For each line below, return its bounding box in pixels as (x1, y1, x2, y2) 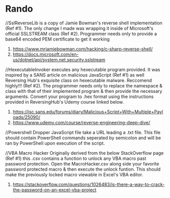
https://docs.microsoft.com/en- (12, 51, 79, 57)
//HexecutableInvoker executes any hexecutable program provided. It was (5, 67, 160, 73)
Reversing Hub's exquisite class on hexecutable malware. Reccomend (5, 77, 152, 83)
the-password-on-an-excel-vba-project (12, 186, 97, 193)
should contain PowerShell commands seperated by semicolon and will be (5, 135, 161, 141)
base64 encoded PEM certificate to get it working (5, 36, 110, 42)
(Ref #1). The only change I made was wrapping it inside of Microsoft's (5, 25, 154, 31)
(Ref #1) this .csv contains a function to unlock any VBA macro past (5, 155, 147, 161)
